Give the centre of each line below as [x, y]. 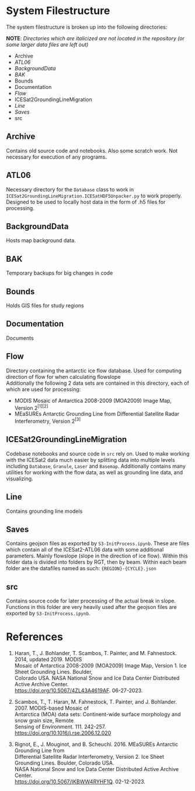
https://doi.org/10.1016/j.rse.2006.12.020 [63, 733]
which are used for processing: [43, 389]
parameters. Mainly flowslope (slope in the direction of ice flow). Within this [97, 556]
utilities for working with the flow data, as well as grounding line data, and [95, 472]
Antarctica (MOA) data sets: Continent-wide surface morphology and [97, 714]
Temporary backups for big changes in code [60, 273]
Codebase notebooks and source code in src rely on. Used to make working [98, 453]
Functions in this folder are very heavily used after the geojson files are [91, 607]
